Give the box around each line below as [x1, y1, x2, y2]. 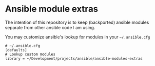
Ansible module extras [5, 3, 98, 15]
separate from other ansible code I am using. [5, 24, 95, 30]
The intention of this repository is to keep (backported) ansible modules [5, 19, 149, 25]
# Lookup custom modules [5, 52, 56, 57]
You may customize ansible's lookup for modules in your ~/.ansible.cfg [5, 34, 150, 40]
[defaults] [5, 48, 27, 52]
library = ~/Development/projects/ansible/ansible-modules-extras [5, 56, 143, 61]
